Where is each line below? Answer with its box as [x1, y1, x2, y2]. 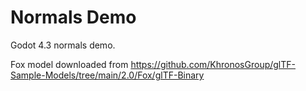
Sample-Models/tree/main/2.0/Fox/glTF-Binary [10, 69, 205, 81]
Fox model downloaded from [10, 58, 129, 70]
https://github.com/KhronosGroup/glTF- [130, 58, 296, 70]
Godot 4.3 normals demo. [10, 39, 116, 51]
